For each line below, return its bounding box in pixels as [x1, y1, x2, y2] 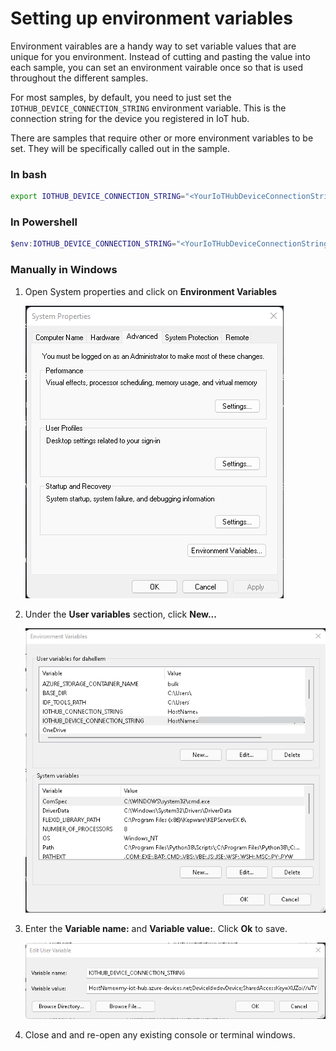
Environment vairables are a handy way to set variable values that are [10, 40, 297, 52]
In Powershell [10, 215, 78, 229]
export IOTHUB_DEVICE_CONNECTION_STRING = [10, 192, 186, 202]
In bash [10, 167, 47, 181]
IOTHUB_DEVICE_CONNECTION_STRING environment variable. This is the [10, 102, 287, 114]
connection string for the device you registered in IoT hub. [10, 112, 250, 124]
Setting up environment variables [10, 7, 293, 30]
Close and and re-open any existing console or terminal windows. [24, 1028, 296, 1041]
